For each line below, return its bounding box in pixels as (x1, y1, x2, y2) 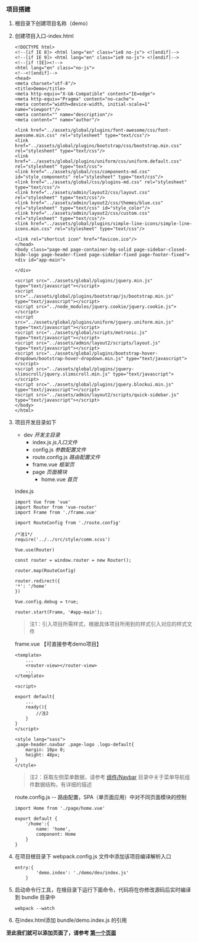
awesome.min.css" (14, 132, 58, 139)
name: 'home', (36, 826, 71, 832)
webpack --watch (14, 906, 55, 912)
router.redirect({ (14, 578, 60, 584)
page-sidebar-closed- (134, 247, 187, 253)
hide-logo (14, 252, 40, 258)
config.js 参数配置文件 (32, 446, 86, 453)
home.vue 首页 (41, 476, 78, 483)
